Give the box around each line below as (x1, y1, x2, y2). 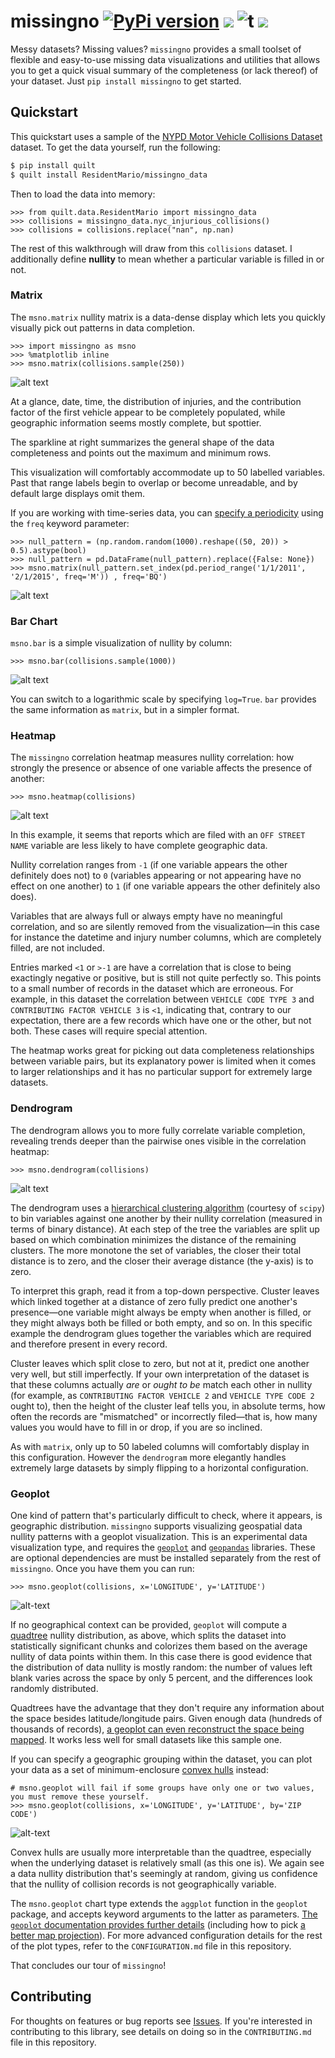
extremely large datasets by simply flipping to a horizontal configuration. (10, 1461, 309, 1474)
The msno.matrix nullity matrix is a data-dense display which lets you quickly (10, 311, 326, 323)
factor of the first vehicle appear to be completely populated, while (10, 406, 286, 418)
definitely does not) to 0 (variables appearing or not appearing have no (10, 870, 302, 882)
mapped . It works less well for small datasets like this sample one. (10, 1733, 283, 1745)
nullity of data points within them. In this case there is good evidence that (10, 1650, 313, 1662)
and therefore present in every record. (10, 1338, 168, 1350)
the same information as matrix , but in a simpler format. (10, 704, 240, 716)
